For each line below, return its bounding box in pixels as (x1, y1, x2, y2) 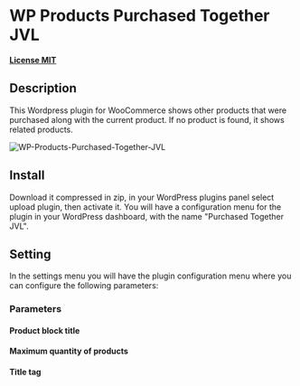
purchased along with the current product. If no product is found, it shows (9, 114, 285, 125)
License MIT (9, 54, 57, 65)
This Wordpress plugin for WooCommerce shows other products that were (9, 105, 287, 116)
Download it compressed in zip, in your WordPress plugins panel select (9, 192, 275, 202)
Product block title (9, 325, 80, 335)
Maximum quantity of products (9, 345, 129, 357)
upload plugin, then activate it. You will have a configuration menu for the (9, 201, 282, 212)
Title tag (9, 367, 42, 378)
